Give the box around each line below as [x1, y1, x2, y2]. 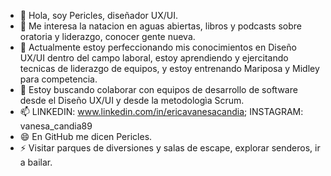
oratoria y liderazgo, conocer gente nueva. [19, 31, 196, 42]
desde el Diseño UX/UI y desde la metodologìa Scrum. [19, 95, 245, 106]
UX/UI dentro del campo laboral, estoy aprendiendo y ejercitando [19, 52, 289, 64]
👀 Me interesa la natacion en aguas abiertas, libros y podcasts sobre [19, 20, 302, 32]
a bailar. [19, 156, 53, 168]
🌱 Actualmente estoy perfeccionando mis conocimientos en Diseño [19, 41, 297, 53]
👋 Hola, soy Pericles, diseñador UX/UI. [19, 10, 179, 21]
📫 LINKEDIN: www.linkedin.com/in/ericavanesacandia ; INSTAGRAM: [19, 106, 304, 117]
